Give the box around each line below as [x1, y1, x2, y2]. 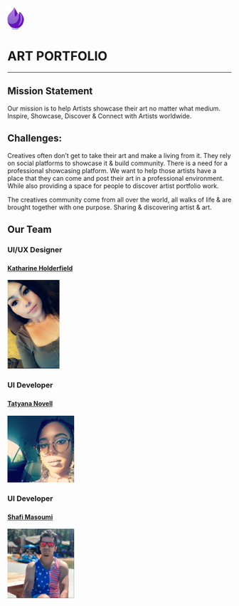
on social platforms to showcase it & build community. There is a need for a [7, 159, 228, 167]
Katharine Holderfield [7, 263, 73, 272]
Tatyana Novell [7, 399, 53, 408]
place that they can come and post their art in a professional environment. [7, 174, 224, 182]
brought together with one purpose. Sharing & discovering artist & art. [7, 203, 212, 211]
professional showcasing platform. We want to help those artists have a [7, 166, 217, 174]
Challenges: [7, 132, 63, 145]
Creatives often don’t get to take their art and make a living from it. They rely [7, 151, 231, 160]
